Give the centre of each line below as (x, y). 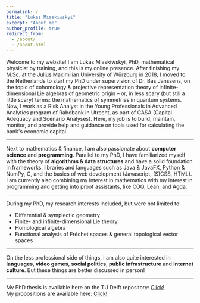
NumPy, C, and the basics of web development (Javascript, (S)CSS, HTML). (99, 174)
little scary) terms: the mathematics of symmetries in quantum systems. (94, 99)
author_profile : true (33, 28)
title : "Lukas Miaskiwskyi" (41, 17)
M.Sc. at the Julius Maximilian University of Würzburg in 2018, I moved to (96, 74)
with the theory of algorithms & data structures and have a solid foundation (99, 161)
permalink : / (22, 12)
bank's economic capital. (37, 131)
